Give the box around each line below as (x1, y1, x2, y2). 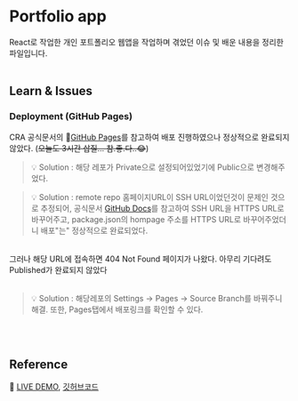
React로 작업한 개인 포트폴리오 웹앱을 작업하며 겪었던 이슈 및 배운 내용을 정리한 (9, 36, 285, 47)
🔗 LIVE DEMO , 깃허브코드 (9, 381, 100, 392)
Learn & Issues (9, 84, 93, 99)
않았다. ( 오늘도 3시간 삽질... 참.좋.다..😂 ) (9, 142, 149, 153)
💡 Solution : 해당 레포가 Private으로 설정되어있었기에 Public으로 (30, 162, 255, 172)
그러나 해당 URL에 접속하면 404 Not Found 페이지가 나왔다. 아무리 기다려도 (9, 253, 272, 264)
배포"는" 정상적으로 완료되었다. (40, 225, 149, 236)
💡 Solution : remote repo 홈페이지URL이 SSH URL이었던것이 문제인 (30, 191, 269, 202)
